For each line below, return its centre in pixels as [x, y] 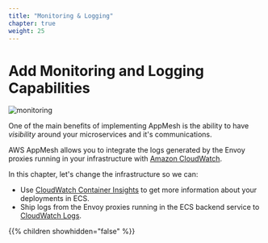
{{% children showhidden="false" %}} [72, 232]
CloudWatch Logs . [51, 216]
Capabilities [49, 88]
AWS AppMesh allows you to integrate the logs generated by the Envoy [127, 150]
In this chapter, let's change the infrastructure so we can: [103, 174]
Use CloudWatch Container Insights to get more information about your [138, 190]
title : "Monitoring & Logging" [61, 16]
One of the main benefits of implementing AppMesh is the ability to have [129, 126]
